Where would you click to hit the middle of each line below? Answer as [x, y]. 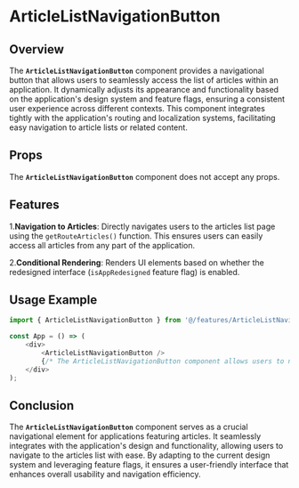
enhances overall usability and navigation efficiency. [105, 475]
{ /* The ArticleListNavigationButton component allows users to [163, 361]
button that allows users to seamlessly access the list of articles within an [144, 80]
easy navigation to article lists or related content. [99, 127]
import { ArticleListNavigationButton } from [95, 321]
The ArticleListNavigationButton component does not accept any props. [145, 176]
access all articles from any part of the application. [102, 245]
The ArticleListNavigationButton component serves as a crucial [129, 427]
